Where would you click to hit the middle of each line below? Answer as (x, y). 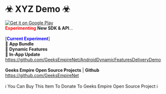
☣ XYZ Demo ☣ (38, 9)
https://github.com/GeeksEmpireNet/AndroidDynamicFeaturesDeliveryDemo (83, 59)
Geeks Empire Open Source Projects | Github (52, 70)
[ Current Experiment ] (28, 39)
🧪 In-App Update (23, 54)
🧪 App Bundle (20, 44)
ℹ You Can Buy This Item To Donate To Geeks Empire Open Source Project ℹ (82, 86)
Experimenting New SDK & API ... (39, 28)
